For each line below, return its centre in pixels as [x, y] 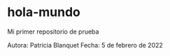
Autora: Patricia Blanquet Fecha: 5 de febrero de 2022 [85, 45]
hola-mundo [44, 12]
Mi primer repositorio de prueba [53, 31]
